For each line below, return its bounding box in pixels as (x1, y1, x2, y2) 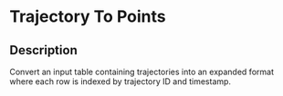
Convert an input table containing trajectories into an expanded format (9, 66, 274, 77)
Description (9, 43, 78, 58)
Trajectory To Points (9, 6, 166, 27)
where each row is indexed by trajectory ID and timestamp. (9, 76, 231, 87)
